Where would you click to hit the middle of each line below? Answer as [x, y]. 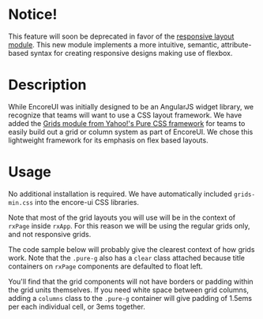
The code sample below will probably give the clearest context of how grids [131, 249]
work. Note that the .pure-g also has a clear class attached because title [126, 258]
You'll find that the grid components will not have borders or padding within [131, 281]
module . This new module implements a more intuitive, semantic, [114, 44]
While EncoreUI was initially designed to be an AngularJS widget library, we [131, 106]
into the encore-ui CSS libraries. [87, 202]
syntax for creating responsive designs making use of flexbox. [131, 53]
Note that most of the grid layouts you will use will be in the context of [122, 217]
